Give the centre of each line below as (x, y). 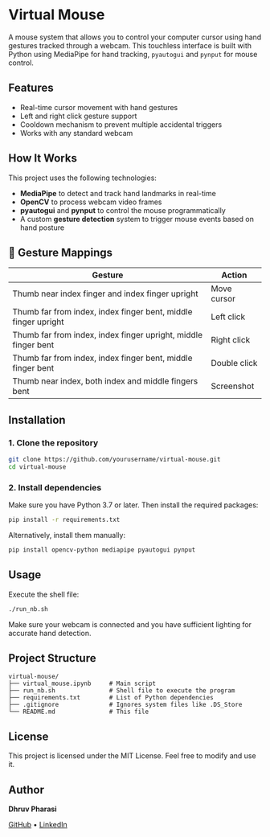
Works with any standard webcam (76, 133)
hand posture (42, 228)
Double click (234, 363)
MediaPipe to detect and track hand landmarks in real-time (118, 193)
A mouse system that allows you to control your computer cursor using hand (135, 37)
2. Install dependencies (55, 487)
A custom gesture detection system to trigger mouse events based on (137, 219)
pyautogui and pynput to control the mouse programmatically (123, 210)
